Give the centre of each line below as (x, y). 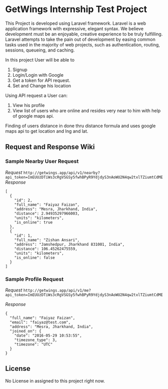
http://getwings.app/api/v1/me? (57, 290)
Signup (20, 70)
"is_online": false (35, 258)
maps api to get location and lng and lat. (47, 131)
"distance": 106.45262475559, (46, 249)
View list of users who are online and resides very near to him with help (87, 110)
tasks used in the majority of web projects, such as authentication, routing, (82, 44)
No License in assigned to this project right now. (55, 381)
